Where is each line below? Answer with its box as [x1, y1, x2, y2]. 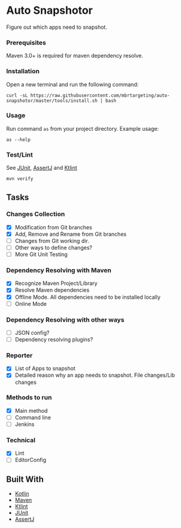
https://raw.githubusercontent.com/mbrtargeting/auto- [30, 92, 170, 98]
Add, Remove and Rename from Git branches [14, 230, 127, 238]
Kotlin [14, 490, 29, 497]
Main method [14, 407, 48, 414]
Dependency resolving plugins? [14, 336, 93, 343]
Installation [6, 67, 40, 76]
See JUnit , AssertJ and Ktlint [6, 164, 77, 172]
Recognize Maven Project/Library [14, 280, 98, 287]
